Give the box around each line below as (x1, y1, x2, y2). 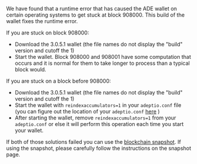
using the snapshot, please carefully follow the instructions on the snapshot (6, 145, 192, 152)
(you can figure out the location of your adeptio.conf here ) (14, 108, 160, 115)
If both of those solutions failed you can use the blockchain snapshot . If (6, 138, 181, 145)
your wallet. (14, 127, 44, 134)
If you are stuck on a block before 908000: (6, 77, 112, 84)
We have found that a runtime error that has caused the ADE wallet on (6, 5, 177, 12)
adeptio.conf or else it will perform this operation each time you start (14, 121, 184, 127)
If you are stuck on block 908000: (6, 29, 90, 36)
